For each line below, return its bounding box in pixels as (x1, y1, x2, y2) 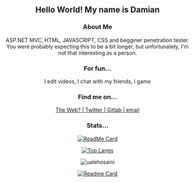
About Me (82, 23, 113, 31)
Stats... (86, 121, 109, 130)
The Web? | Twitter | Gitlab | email (55, 106, 140, 113)
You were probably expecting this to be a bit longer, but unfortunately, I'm (6, 43, 189, 50)
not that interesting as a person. (58, 49, 137, 56)
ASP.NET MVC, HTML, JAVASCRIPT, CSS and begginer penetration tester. (5, 36, 190, 44)
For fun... (83, 64, 112, 73)
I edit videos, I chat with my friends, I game (44, 77, 151, 85)
